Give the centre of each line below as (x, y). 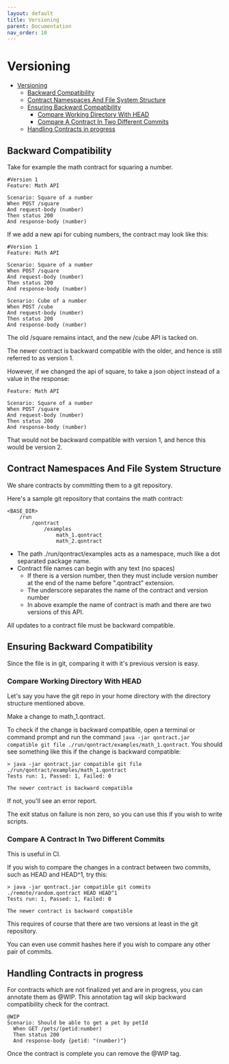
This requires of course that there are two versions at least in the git (103, 924)
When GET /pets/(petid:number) (58, 1029)
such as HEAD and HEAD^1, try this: (57, 875)
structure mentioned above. (46, 703)
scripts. (18, 821)
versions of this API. (55, 612)
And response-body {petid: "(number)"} (70, 1041)
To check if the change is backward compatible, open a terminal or (102, 730)
